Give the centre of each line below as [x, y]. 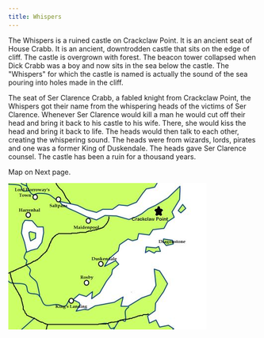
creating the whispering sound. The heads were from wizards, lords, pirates [132, 139]
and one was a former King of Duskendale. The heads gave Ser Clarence [128, 148]
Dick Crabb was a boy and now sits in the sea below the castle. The [119, 65]
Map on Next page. [40, 172]
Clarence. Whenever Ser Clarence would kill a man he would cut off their [127, 114]
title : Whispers [35, 17]
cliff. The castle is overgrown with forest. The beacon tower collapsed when [132, 57]
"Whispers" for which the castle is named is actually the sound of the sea [128, 74]
